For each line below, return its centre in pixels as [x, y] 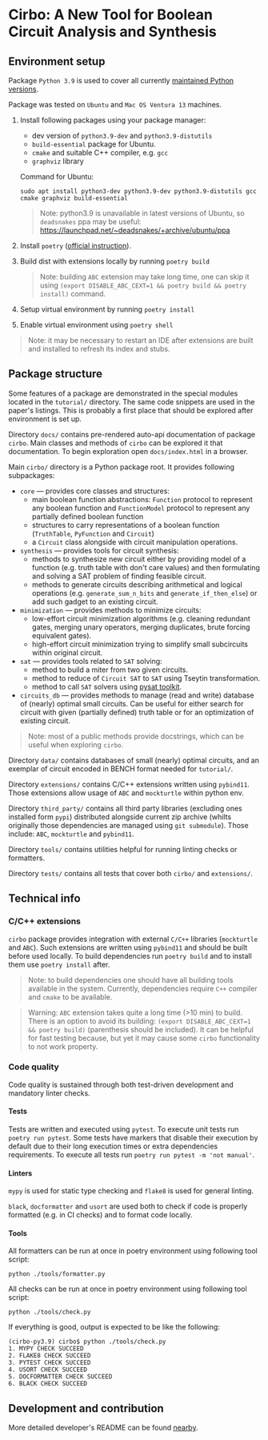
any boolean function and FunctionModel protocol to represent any [141, 508]
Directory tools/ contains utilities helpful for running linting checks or [123, 849]
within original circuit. [67, 652]
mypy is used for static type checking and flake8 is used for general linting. [131, 1191]
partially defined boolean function [88, 516]
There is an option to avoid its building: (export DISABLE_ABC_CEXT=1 [139, 1021]
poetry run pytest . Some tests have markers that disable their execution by [133, 1138]
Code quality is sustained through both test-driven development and [121, 1084]
